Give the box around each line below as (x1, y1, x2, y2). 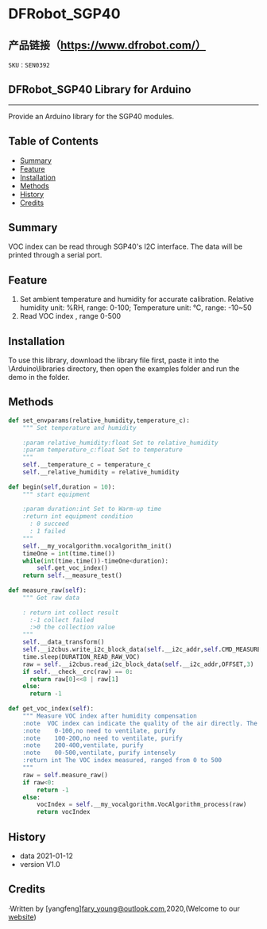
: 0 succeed (29, 520, 69, 528)
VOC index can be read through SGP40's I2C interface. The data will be (8, 242, 243, 251)
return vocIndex (37, 808, 91, 816)
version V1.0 (19, 859, 61, 869)
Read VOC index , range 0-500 (19, 312, 122, 321)
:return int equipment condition (22, 513, 133, 521)
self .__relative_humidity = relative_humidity (22, 468, 180, 476)
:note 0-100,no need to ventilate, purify (22, 726, 176, 735)
